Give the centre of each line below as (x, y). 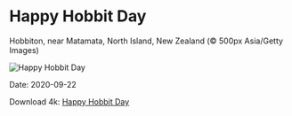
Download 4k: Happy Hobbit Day (69, 101)
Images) (24, 50)
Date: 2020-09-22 (43, 84)
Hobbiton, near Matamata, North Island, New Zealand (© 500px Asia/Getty (146, 41)
